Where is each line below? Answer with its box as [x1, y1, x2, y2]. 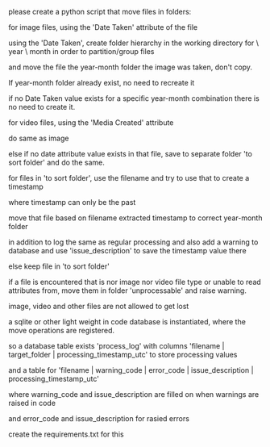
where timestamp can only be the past [8, 198, 136, 207]
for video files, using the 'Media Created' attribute [8, 118, 174, 127]
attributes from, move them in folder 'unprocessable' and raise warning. [8, 286, 247, 295]
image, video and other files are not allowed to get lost [8, 302, 189, 311]
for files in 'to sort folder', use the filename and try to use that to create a [8, 173, 250, 182]
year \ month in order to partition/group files [8, 47, 155, 56]
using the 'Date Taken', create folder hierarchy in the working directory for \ [8, 38, 260, 48]
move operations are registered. [8, 326, 115, 335]
